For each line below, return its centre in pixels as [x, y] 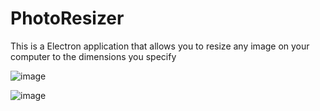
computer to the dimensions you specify [93, 56]
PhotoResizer [67, 18]
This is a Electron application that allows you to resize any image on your [160, 46]
